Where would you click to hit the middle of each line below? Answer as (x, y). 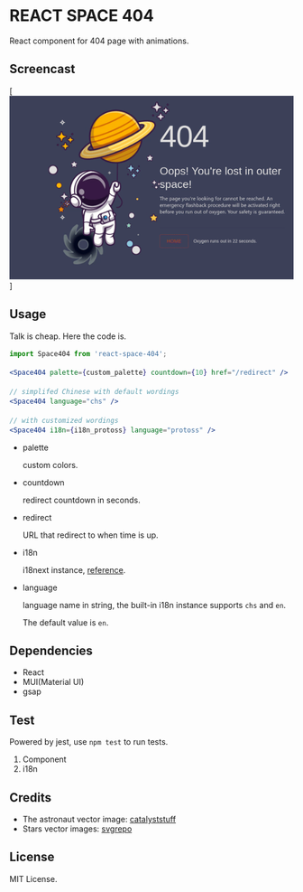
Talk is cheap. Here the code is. (68, 336)
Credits (31, 798)
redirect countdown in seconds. (82, 500)
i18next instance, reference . (74, 569)
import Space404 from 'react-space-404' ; (88, 353)
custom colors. (50, 465)
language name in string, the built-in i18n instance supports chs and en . (154, 605)
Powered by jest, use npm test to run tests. (89, 742)
